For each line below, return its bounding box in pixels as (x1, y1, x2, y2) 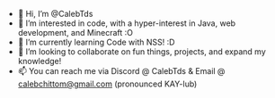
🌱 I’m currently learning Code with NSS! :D (17, 37, 175, 47)
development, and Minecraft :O (17, 28, 133, 37)
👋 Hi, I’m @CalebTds (17, 9, 93, 19)
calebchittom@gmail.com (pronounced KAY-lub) (17, 78, 198, 89)
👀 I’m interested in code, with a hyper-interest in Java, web (17, 18, 236, 29)
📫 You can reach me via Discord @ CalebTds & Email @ (17, 66, 226, 76)
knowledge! (17, 56, 62, 66)
